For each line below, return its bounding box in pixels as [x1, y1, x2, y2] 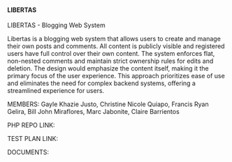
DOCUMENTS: [7, 148, 50, 156]
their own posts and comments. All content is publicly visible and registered [7, 42, 225, 50]
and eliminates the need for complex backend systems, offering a [7, 79, 196, 87]
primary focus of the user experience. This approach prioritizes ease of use [7, 72, 225, 80]
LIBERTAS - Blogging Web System [7, 21, 106, 29]
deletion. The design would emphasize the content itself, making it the [7, 64, 210, 73]
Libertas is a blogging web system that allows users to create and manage [7, 35, 222, 43]
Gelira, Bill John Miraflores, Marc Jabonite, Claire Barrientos [7, 108, 180, 116]
